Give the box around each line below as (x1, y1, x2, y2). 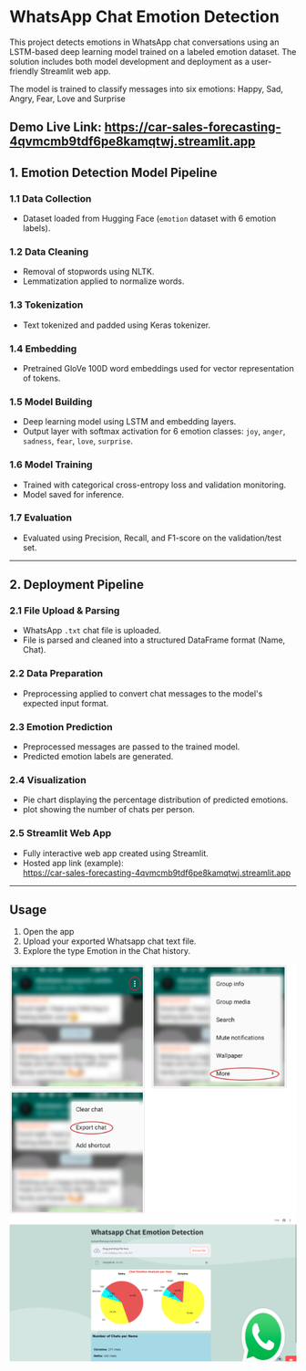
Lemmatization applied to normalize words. (22, 276, 185, 287)
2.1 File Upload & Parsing (9, 604, 120, 617)
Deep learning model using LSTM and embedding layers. (22, 416, 237, 427)
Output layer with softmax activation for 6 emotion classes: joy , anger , (22, 426, 286, 437)
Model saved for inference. (22, 488, 125, 499)
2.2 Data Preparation (9, 667, 103, 680)
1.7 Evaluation (9, 511, 73, 524)
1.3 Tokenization (9, 298, 84, 311)
